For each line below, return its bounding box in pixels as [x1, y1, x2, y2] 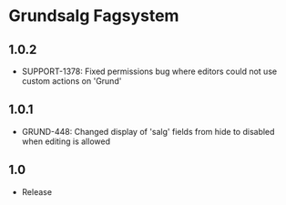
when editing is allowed [21, 136, 111, 147]
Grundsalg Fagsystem [8, 5, 179, 26]
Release [21, 186, 52, 197]
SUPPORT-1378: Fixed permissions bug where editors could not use [21, 66, 278, 77]
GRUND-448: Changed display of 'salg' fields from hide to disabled [21, 126, 275, 137]
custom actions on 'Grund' [21, 76, 122, 87]
